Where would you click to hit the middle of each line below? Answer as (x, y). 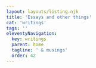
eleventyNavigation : (32, 34)
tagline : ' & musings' (40, 50)
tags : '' (17, 28)
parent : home (28, 45)
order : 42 (24, 56)
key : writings (29, 39)
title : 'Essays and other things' (49, 17)
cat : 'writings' (26, 22)
